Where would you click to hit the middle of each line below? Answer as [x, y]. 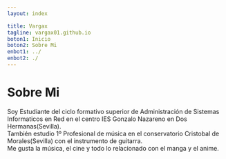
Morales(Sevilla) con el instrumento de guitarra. [75, 141]
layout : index [28, 13]
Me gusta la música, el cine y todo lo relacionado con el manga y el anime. [113, 148]
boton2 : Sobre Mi [32, 46]
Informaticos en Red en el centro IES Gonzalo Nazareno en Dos [97, 119]
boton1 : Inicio [29, 39]
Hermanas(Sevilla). [34, 126]
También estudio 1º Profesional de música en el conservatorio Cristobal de [113, 133]
